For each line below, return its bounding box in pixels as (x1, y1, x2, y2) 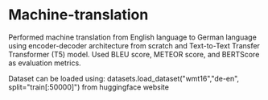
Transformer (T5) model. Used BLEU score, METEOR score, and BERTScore (8, 49, 260, 59)
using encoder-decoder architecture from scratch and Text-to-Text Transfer (8, 40, 260, 50)
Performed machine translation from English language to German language (8, 32, 258, 42)
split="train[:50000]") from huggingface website (8, 82, 169, 92)
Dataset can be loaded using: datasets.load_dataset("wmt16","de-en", (8, 73, 240, 83)
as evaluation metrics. (8, 58, 82, 68)
